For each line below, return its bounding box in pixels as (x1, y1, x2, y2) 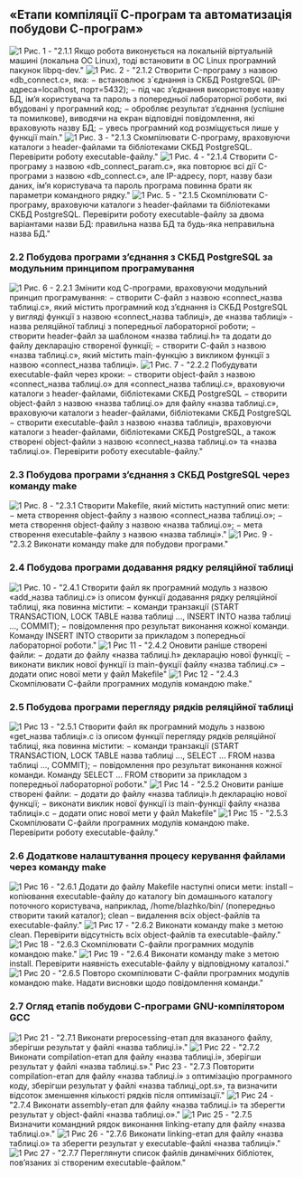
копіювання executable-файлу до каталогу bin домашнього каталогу (9, 891, 273, 902)
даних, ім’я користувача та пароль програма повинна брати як (9, 180, 252, 191)
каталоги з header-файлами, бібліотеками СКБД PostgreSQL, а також (9, 427, 277, 438)
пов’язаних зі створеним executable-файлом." (9, 1157, 187, 1168)
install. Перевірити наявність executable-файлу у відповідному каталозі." (9, 958, 290, 969)
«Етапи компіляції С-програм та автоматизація (9, 7, 293, 23)
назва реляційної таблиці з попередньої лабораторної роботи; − (9, 321, 257, 332)
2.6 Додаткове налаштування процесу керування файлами (9, 850, 286, 862)
